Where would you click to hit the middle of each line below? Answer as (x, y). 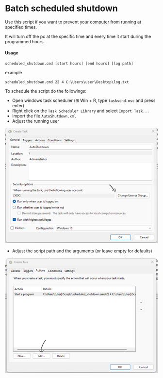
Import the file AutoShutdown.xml (44, 116)
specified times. (21, 27)
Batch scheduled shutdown (61, 8)
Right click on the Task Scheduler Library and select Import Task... (81, 111)
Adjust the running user (35, 121)
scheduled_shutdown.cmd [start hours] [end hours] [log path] (69, 64)
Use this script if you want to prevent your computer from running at (73, 22)
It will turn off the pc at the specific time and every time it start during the (78, 36)
